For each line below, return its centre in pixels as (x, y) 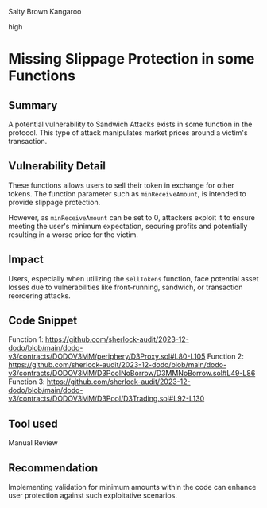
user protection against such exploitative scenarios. (93, 495)
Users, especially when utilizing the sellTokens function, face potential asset (133, 278)
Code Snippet (43, 321)
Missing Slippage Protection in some (132, 59)
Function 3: (27, 382)
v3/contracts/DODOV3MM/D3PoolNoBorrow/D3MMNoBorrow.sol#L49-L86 (132, 374)
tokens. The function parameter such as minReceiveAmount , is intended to (127, 193)
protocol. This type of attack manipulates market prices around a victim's (128, 133)
